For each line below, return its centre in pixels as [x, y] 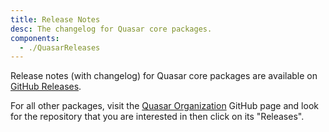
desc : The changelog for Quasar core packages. [111, 29]
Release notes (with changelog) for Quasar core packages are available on [164, 76]
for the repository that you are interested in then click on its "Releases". [157, 117]
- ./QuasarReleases [60, 47]
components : [35, 38]
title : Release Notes [55, 19]
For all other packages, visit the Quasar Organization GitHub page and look [164, 106]
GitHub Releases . [46, 87]
